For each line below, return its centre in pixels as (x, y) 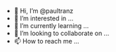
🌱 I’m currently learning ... (51, 26)
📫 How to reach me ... (46, 41)
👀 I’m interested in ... (44, 18)
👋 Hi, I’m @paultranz (44, 11)
